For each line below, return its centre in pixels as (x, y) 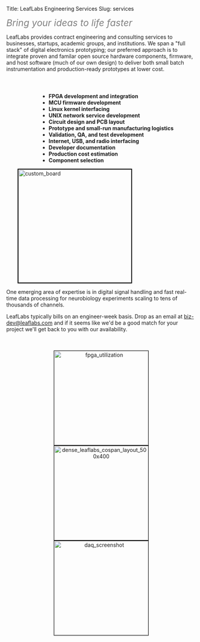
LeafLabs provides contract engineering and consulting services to (89, 37)
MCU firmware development (85, 103)
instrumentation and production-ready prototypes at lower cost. (85, 69)
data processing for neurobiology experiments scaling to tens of (98, 298)
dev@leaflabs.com (30, 323)
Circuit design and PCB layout (87, 122)
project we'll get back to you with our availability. (67, 329)
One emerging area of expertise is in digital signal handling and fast (90, 292)
